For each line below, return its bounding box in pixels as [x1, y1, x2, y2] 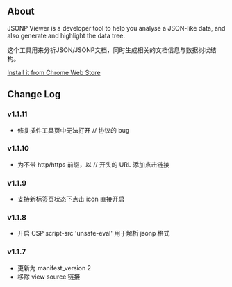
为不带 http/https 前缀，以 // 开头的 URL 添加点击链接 [17, 160, 170, 169]
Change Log [7, 88, 61, 100]
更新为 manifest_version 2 [17, 263, 92, 272]
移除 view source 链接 [17, 272, 81, 281]
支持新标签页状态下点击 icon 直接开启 [17, 195, 125, 204]
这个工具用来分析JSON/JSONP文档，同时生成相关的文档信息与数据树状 [7, 45, 210, 54]
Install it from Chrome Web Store [7, 68, 101, 76]
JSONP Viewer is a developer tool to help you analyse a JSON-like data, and [7, 24, 226, 32]
